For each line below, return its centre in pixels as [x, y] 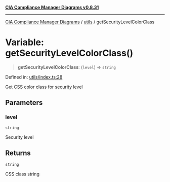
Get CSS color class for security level [44, 87]
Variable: [25, 42]
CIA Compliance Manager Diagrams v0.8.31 [52, 7]
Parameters [24, 103]
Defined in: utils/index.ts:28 [34, 77]
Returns [18, 153]
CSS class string [22, 174]
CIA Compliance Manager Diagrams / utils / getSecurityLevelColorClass [80, 22]
